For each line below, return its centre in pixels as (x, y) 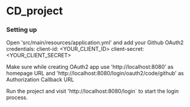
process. (17, 97)
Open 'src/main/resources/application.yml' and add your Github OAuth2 (95, 42)
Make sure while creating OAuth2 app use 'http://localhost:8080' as (90, 67)
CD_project (34, 11)
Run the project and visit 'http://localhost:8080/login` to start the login (93, 91)
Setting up (22, 30)
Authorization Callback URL (40, 80)
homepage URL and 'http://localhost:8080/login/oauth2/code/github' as (95, 74)
